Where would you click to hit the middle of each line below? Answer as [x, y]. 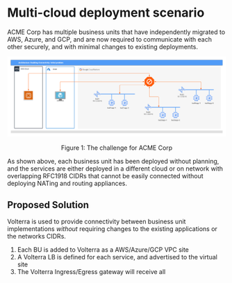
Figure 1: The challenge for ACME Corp [117, 148]
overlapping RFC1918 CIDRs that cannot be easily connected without [105, 175]
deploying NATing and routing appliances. [67, 183]
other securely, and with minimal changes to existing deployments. [102, 46]
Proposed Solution [48, 205]
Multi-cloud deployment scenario [106, 13]
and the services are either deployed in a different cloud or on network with [115, 169]
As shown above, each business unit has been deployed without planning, [113, 161]
